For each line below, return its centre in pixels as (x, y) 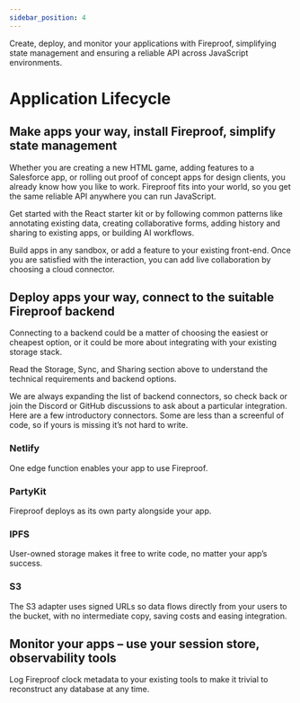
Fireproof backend (62, 311)
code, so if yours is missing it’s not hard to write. (99, 425)
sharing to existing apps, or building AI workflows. (102, 232)
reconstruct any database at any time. (79, 690)
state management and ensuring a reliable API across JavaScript (129, 53)
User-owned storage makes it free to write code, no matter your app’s (138, 554)
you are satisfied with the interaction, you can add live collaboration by (140, 259)
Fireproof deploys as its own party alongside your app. (110, 511)
